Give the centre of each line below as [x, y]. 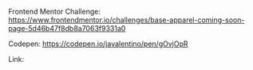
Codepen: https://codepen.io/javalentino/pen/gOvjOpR [98, 44]
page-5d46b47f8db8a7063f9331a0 [67, 28]
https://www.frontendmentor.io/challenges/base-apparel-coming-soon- [126, 20]
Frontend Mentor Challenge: [55, 12]
